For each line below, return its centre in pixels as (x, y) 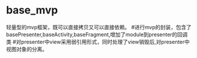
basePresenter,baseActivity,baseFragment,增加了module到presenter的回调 (97, 34)
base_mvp (32, 10)
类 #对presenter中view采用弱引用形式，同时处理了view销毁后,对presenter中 (98, 42)
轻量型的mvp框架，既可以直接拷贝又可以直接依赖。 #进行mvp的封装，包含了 (99, 27)
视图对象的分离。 (27, 49)
